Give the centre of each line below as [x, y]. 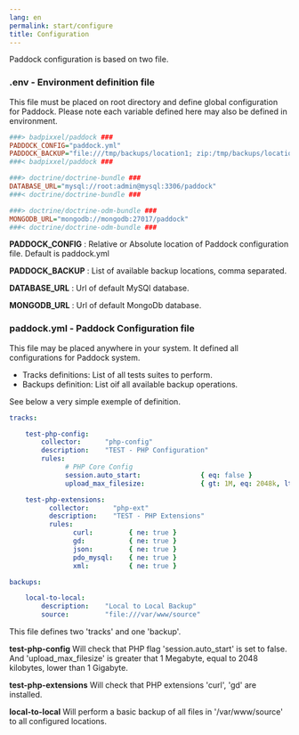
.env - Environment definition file [82, 83]
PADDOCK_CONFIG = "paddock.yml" [65, 145]
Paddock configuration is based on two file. [89, 60]
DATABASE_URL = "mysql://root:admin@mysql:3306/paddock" [113, 187]
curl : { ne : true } [125, 533]
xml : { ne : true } [125, 566]
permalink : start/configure [61, 26]
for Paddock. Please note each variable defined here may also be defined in [148, 111]
